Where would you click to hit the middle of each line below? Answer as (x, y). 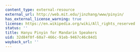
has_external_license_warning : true (43, 19)
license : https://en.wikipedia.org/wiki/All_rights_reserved (70, 24)
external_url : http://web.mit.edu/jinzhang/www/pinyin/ (64, 14)
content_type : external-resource (40, 10)
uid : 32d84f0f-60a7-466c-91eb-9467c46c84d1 (51, 38)
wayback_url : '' (22, 42)
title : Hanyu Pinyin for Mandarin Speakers (51, 33)
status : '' (16, 28)
